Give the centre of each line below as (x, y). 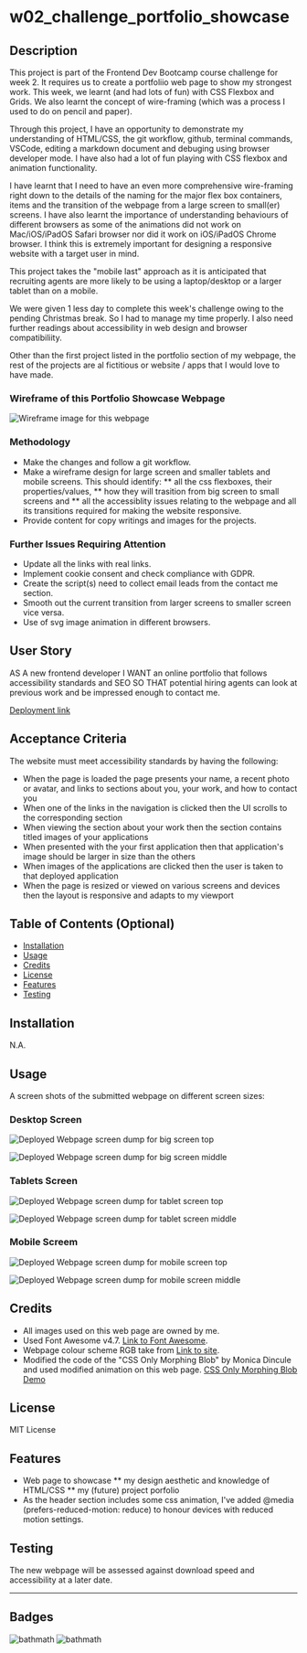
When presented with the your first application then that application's (153, 847)
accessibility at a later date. (61, 1580)
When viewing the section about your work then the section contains (152, 827)
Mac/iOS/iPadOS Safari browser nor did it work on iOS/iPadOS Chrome (143, 234)
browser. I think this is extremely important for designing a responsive (141, 244)
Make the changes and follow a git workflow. (107, 462)
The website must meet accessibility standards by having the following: (144, 761)
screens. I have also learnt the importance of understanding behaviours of (149, 215)
